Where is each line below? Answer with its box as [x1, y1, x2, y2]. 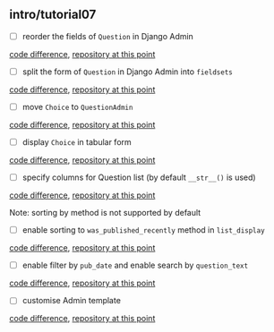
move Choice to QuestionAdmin [21, 101, 133, 112]
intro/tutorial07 [9, 7, 97, 22]
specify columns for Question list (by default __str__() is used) [21, 172, 257, 183]
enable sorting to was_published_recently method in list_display [21, 225, 266, 235]
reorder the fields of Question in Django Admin [21, 30, 194, 41]
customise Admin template [21, 295, 121, 306]
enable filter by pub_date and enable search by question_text [21, 260, 249, 271]
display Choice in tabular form [21, 137, 132, 147]
